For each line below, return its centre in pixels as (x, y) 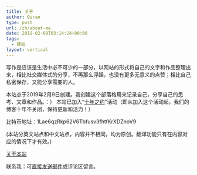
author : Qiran (23, 17)
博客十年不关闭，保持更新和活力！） (50, 109)
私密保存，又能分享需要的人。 (42, 82)
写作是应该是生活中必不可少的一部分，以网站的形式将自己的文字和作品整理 (96, 67)
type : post (19, 22)
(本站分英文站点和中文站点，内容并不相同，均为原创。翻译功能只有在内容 (94, 134)
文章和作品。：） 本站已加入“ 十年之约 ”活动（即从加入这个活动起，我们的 (103, 102)
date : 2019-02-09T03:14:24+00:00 (47, 33)
